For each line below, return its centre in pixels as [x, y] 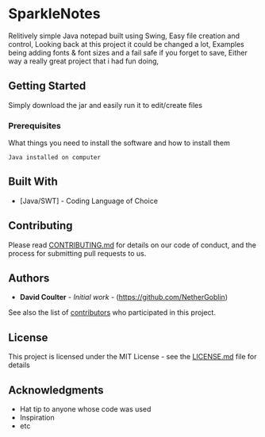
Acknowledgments [56, 390]
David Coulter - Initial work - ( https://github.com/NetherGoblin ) [124, 297]
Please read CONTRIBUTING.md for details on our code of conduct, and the [132, 245]
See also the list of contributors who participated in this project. [112, 312]
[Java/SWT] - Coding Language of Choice [89, 201]
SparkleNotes [54, 14]
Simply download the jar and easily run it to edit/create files [105, 105]
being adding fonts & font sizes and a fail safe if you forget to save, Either [128, 52]
